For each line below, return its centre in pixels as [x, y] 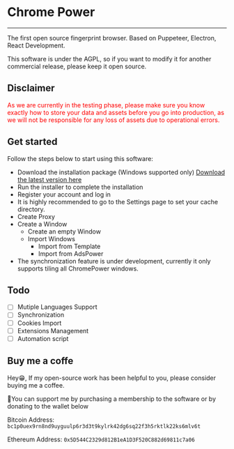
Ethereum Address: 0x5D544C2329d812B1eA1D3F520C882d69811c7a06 [101, 439]
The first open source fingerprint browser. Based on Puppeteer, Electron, [112, 38]
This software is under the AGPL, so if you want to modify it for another [109, 59]
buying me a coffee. [36, 385]
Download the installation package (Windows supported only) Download [121, 172]
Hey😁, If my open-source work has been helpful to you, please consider [112, 378]
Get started [32, 142]
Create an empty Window [64, 231]
